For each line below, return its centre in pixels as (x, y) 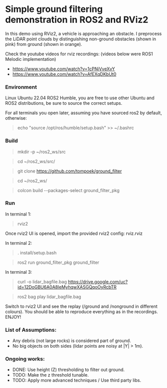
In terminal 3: (19, 272)
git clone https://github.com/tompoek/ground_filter (70, 171)
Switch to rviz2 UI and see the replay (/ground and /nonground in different (82, 306)
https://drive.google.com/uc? (98, 282)
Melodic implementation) (31, 59)
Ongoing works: (25, 359)
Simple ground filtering (54, 9)
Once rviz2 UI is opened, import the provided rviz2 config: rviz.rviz (74, 233)
